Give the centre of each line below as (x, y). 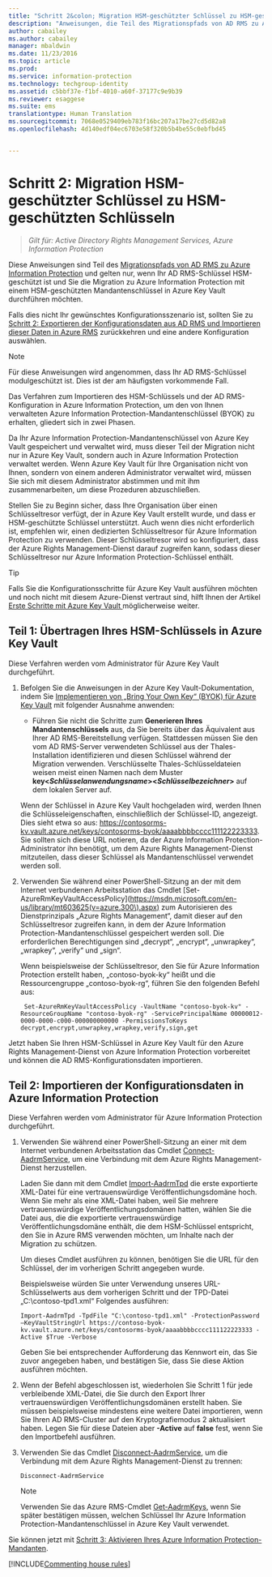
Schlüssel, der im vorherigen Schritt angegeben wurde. (112, 1268)
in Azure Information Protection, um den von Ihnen (140, 405)
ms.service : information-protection (70, 76)
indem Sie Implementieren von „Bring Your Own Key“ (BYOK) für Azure (138, 696)
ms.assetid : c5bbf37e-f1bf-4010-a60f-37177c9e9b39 (96, 91)
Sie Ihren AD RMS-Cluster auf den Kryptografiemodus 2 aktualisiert (132, 1420)
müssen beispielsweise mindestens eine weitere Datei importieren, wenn (141, 1411)
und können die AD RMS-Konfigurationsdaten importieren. (106, 1060)
